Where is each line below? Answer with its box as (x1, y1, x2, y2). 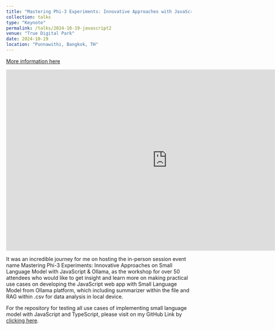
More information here (6, 57, 61, 65)
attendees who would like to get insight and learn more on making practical (6, 274, 188, 281)
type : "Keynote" (6, 19, 46, 25)
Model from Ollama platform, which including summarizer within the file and (6, 286, 190, 293)
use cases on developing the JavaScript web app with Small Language (6, 280, 177, 288)
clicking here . (6, 316, 39, 324)
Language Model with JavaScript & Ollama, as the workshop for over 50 (6, 268, 180, 275)
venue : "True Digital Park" (6, 31, 75, 37)
